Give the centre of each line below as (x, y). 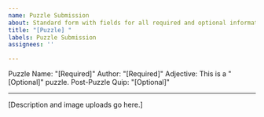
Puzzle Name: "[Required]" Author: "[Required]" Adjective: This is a (117, 74)
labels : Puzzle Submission (52, 37)
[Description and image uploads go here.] (75, 105)
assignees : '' (31, 45)
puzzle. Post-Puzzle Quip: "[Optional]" (108, 82)
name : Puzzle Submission (49, 15)
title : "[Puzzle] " (40, 30)
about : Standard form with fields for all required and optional (117, 23)
